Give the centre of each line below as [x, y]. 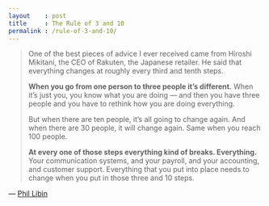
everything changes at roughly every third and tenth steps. [126, 71]
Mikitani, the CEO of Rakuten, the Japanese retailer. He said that [135, 62]
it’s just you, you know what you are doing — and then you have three [144, 95]
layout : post [38, 16]
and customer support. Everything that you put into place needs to [139, 170]
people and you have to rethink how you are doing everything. [132, 104]
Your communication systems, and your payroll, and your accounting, [144, 161]
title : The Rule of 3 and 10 [67, 23]
